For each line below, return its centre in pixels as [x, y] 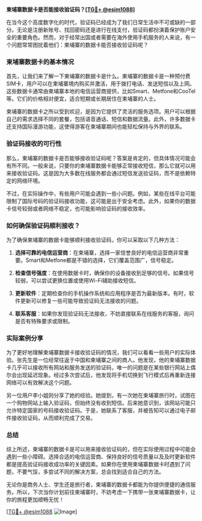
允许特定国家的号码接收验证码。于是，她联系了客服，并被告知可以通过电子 [98, 410]
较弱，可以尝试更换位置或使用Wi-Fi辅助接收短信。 [77, 280]
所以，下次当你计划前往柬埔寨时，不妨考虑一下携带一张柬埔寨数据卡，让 [106, 492]
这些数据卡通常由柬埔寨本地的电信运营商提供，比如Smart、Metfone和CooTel [101, 91]
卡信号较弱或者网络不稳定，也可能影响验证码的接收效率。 [77, 208]
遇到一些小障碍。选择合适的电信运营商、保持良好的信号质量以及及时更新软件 [101, 457]
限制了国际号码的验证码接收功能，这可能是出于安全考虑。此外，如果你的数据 [101, 201]
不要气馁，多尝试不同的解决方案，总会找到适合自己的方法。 [90, 472]
